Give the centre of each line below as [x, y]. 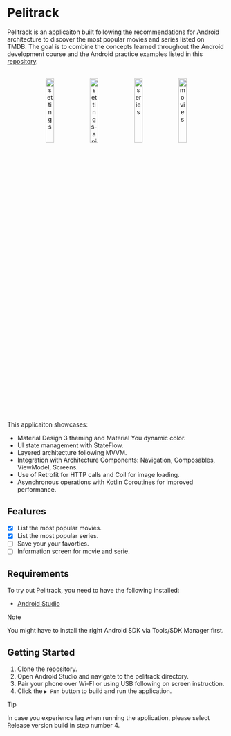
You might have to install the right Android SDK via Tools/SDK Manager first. [115, 631]
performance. [37, 490]
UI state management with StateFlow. [70, 445]
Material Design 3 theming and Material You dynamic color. [101, 438]
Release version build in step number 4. [64, 726]
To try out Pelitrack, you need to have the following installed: [93, 591]
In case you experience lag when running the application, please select [109, 718]
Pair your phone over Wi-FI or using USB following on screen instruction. [121, 684]
